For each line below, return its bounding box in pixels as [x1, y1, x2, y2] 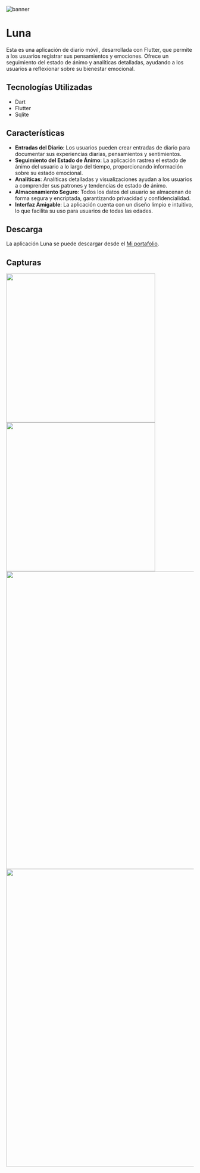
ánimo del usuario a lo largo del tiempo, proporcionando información [14, 163, 183, 170]
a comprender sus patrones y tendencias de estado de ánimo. [14, 182, 168, 189]
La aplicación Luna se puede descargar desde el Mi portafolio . [6, 240, 160, 247]
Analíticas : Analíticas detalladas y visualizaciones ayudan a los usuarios [14, 176, 192, 183]
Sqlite [14, 111, 29, 118]
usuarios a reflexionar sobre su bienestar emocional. [6, 65, 135, 72]
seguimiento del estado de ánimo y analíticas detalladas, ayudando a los [6, 58, 184, 65]
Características [6, 128, 65, 138]
